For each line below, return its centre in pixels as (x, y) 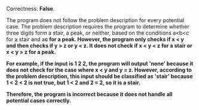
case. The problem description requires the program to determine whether (98, 27)
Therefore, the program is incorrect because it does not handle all (89, 94)
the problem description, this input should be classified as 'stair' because (99, 76)
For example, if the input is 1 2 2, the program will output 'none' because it (100, 63)
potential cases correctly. (39, 100)
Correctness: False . (30, 9)
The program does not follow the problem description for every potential (95, 20)
